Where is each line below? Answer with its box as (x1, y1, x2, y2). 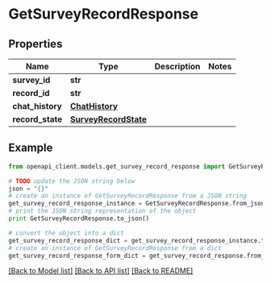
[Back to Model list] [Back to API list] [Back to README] (8, 266, 194, 276)
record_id (12, 88, 50, 98)
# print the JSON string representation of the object (8, 207, 197, 215)
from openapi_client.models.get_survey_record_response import (8, 162, 226, 170)
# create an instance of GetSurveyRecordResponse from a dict (8, 243, 222, 252)
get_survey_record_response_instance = (8, 199, 143, 208)
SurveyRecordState (69, 114, 148, 125)
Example (8, 141, 53, 155)
